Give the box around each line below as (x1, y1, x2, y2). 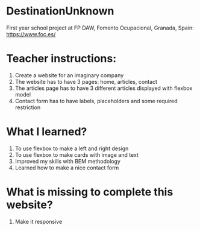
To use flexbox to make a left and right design (14, 145, 129, 152)
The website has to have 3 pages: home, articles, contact (14, 78, 158, 85)
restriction (14, 104, 41, 111)
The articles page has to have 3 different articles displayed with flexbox (14, 84, 193, 92)
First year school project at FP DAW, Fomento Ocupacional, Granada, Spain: (6, 24, 194, 31)
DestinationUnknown (6, 4, 114, 18)
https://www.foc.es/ (6, 30, 56, 37)
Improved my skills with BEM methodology (14, 157, 120, 165)
